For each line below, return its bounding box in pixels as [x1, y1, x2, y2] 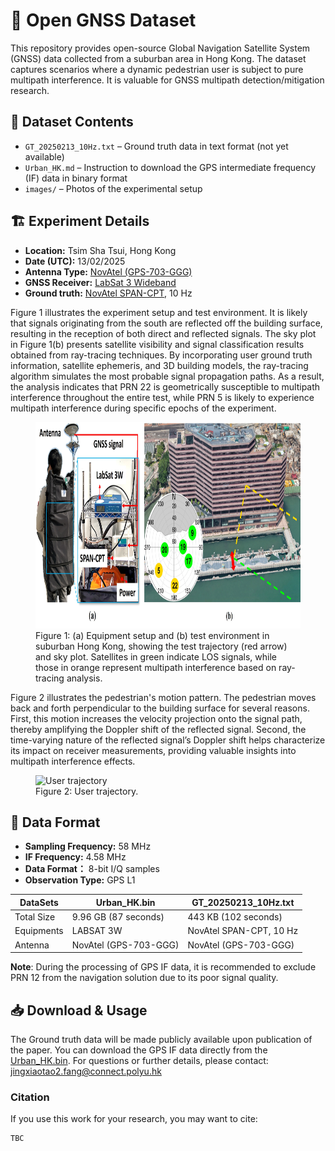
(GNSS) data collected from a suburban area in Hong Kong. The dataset [10, 52, 307, 64]
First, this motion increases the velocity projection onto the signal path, [10, 712, 303, 724]
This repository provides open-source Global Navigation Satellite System [10, 42, 311, 54]
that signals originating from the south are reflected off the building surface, [10, 317, 323, 329]
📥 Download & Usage [10, 1002, 148, 1019]
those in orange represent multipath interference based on [35, 661, 277, 673]
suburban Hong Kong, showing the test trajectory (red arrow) [35, 640, 288, 652]
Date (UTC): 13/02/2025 [24, 255, 126, 267]
